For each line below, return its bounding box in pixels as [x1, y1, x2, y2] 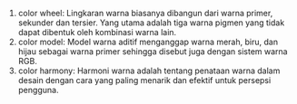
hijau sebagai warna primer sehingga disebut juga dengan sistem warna [17, 46, 288, 57]
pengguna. [17, 85, 59, 95]
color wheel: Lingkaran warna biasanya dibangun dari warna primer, [17, 8, 273, 18]
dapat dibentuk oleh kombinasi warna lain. [17, 27, 177, 37]
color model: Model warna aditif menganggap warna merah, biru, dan [17, 36, 279, 47]
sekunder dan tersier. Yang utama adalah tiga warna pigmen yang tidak [17, 17, 285, 28]
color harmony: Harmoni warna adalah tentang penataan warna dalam [17, 65, 281, 76]
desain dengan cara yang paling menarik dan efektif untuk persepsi [17, 75, 272, 85]
